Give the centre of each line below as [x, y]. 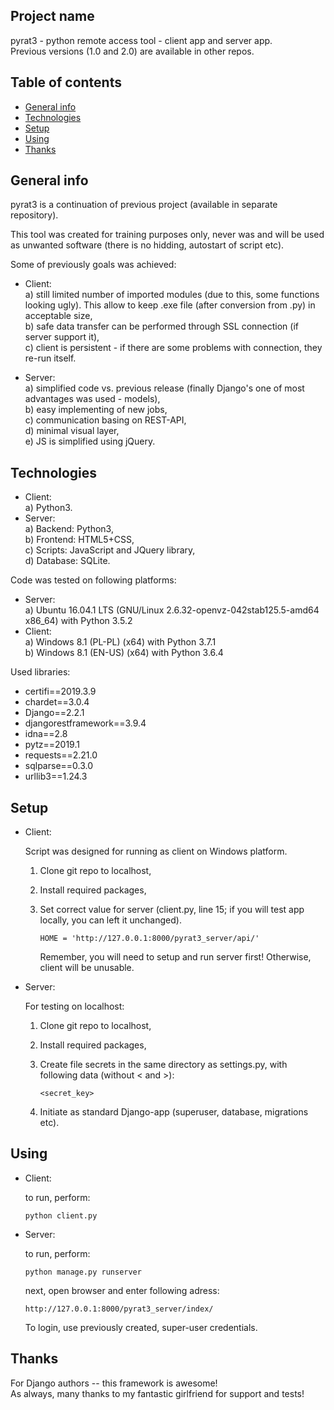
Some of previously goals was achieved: [93, 265]
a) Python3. [48, 508]
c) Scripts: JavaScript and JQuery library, [110, 550]
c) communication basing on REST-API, [105, 420]
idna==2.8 [46, 734]
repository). [34, 215]
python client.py [61, 1215]
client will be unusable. [87, 968]
